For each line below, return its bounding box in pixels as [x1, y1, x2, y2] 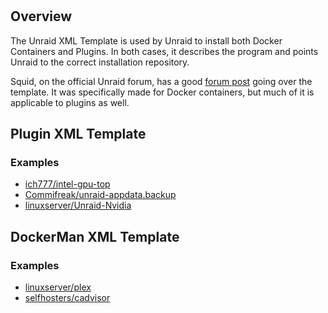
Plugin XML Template [10, 126, 147, 142]
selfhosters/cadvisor [24, 291, 111, 303]
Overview [10, 8, 73, 25]
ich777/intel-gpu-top [24, 178, 111, 190]
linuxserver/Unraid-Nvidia [24, 199, 132, 212]
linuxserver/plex [24, 281, 92, 293]
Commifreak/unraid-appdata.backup [24, 189, 177, 201]
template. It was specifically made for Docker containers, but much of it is [10, 86, 315, 98]
